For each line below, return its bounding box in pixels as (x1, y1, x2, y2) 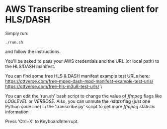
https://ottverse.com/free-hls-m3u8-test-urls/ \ (5, 83, 102, 89)
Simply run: (5, 30, 29, 36)
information (5, 109, 29, 115)
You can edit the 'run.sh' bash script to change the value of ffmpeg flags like (5, 93, 162, 99)
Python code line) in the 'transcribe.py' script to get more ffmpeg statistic (5, 103, 156, 109)
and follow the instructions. (5, 48, 61, 54)
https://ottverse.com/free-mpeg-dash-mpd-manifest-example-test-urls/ (5, 78, 154, 84)
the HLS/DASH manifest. (5, 63, 56, 69)
